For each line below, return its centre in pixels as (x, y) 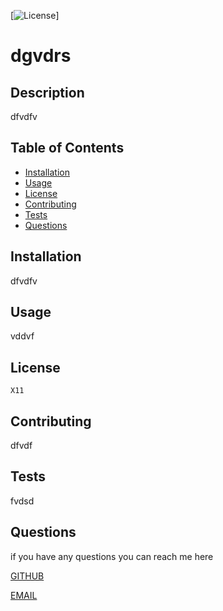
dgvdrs (41, 56)
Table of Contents (67, 148)
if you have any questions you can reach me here (112, 556)
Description (47, 92)
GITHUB (27, 576)
